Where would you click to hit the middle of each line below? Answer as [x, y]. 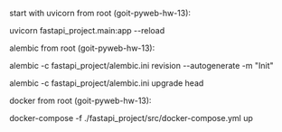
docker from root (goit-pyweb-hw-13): [80, 100]
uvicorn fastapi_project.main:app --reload [87, 30]
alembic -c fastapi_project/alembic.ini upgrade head [107, 83]
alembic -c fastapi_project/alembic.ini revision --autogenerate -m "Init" [141, 66]
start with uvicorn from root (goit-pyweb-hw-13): [100, 13]
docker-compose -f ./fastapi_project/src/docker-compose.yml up [131, 118]
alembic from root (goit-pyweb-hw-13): [82, 48]
